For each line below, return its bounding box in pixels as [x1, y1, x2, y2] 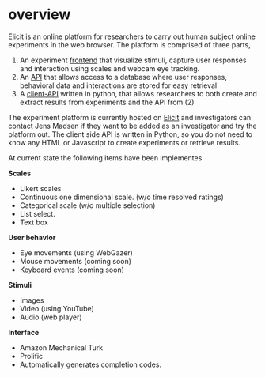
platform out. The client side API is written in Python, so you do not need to [8, 129, 253, 139]
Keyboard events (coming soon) [19, 265, 125, 274]
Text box [19, 217, 49, 227]
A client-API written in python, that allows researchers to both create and [19, 89, 257, 98]
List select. [19, 209, 55, 218]
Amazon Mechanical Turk [19, 342, 104, 352]
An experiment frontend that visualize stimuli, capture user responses [19, 55, 247, 65]
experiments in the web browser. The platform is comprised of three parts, [8, 40, 251, 49]
